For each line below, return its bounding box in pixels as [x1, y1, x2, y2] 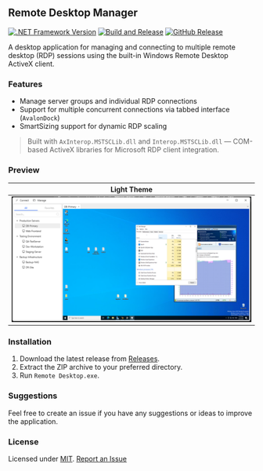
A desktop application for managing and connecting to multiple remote [8, 42, 236, 52]
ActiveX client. [8, 59, 55, 68]
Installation [8, 337, 52, 348]
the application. [8, 416, 59, 426]
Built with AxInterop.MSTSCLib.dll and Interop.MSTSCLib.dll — [27, 137, 232, 146]
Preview [8, 165, 40, 176]
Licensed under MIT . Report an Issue [8, 455, 128, 464]
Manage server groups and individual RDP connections [19, 97, 198, 106]
